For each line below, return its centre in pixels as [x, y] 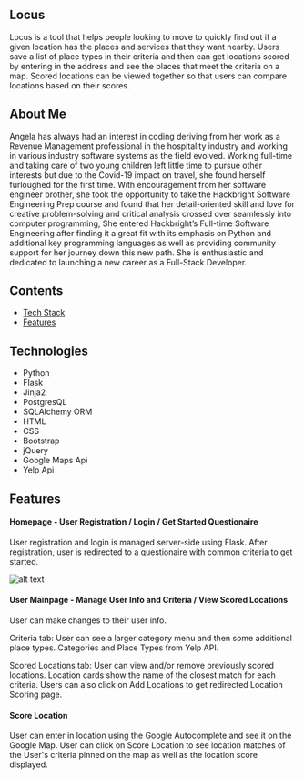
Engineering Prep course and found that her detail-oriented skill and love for [152, 203]
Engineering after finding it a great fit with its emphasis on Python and [140, 233]
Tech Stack [44, 313]
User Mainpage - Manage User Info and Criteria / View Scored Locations [149, 600]
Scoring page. [36, 695]
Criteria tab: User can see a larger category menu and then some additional [151, 639]
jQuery [35, 451]
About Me [38, 114]
